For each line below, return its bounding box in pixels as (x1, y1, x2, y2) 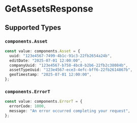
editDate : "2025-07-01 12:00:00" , (9, 58, 83, 63)
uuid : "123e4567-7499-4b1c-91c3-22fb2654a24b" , (9, 53, 113, 58)
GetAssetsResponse (5, 3, 94, 15)
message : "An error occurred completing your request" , (9, 108, 130, 114)
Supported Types (5, 23, 62, 32)
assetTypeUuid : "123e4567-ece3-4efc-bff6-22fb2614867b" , (9, 67, 133, 72)
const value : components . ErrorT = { (5, 99, 83, 104)
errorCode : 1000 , (9, 104, 46, 109)
